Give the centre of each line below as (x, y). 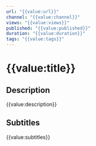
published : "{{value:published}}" (49, 28)
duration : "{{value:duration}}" (46, 34)
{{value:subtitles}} (28, 137)
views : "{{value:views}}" (38, 22)
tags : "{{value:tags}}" (35, 39)
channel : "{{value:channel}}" (43, 17)
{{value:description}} (32, 104)
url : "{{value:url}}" (33, 12)
